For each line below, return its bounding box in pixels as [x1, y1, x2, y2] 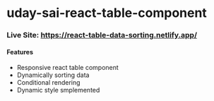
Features [6, 47, 33, 56]
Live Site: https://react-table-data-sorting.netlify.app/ [6, 30, 198, 40]
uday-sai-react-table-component [6, 5, 208, 21]
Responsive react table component [16, 64, 119, 72]
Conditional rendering [16, 78, 81, 87]
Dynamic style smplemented [16, 86, 100, 95]
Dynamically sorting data [16, 71, 90, 79]
